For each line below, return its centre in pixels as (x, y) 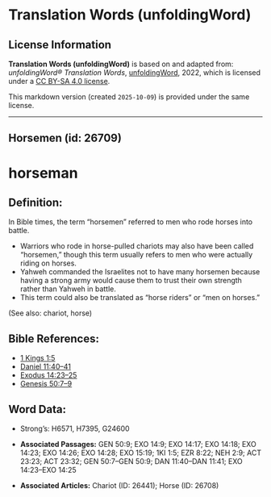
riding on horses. (48, 263)
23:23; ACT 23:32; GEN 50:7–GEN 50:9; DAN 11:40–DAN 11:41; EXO (131, 461)
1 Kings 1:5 (38, 358)
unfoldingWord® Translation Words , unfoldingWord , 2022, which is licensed (134, 73)
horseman (43, 173)
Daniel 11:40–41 (45, 367)
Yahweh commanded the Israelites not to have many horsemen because (140, 272)
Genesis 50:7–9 (46, 384)
